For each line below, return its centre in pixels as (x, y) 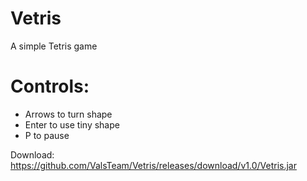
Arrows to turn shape (68, 114)
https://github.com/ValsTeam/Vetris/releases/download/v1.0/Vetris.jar (153, 165)
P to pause (47, 135)
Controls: (50, 86)
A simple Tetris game (54, 46)
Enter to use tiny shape (72, 124)
